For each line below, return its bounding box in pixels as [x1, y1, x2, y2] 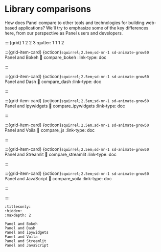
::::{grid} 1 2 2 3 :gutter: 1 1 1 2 [4, 39, 64, 45]
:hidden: [4, 208, 23, 213]
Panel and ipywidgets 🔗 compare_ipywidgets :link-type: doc [4, 103, 125, 109]
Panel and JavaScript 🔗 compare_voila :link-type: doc [4, 175, 112, 181]
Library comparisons [4, 3, 92, 15]
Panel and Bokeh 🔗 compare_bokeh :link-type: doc [4, 54, 107, 60]
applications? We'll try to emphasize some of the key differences [18, 25, 149, 30]
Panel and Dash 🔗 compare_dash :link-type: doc [4, 79, 101, 84]
